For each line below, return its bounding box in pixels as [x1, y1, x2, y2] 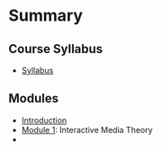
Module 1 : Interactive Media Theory [21, 124, 154, 135]
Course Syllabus [8, 41, 103, 57]
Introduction [21, 114, 67, 126]
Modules [8, 91, 59, 106]
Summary [8, 5, 83, 26]
